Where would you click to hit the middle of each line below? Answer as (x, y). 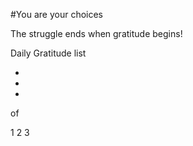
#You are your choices (56, 14)
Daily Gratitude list (48, 53)
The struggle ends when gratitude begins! (96, 33)
